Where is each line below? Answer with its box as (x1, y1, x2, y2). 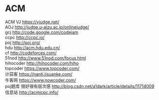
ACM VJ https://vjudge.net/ (5, 19, 60, 25)
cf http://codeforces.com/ (5, 50, 57, 56)
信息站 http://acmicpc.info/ (5, 89, 59, 95)
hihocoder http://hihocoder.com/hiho (5, 60, 79, 66)
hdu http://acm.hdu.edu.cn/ (5, 45, 60, 50)
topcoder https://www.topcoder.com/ (5, 65, 80, 71)
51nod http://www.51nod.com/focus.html (5, 55, 86, 61)
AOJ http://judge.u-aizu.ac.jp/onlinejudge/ (5, 24, 90, 30)
